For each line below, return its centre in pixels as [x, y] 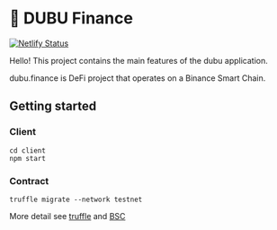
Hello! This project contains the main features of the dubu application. [138, 60]
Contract [29, 181]
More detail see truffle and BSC [67, 216]
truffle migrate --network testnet [76, 199]
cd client [28, 150]
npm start [28, 158]
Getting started [53, 106]
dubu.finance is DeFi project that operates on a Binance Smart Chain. [138, 78]
